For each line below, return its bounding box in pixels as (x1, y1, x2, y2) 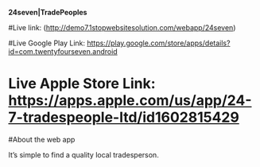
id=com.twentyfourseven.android (8, 47, 118, 56)
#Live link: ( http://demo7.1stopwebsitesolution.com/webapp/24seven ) (8, 23, 236, 32)
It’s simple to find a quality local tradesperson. (8, 150, 159, 159)
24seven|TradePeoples (8, 8, 87, 17)
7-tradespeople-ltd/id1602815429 (8, 108, 240, 126)
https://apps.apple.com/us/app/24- (8, 91, 252, 110)
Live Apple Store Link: (8, 75, 157, 93)
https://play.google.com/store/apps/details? (87, 38, 231, 48)
